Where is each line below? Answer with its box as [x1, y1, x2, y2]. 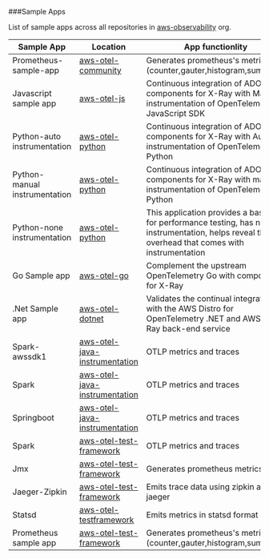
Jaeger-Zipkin [12, 486, 67, 497]
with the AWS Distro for [146, 304, 235, 314]
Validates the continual [146, 293, 232, 304]
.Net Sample [12, 304, 58, 314]
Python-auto [12, 131, 62, 142]
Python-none [12, 222, 64, 233]
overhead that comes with [146, 237, 244, 247]
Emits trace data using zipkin [146, 481, 255, 492]
